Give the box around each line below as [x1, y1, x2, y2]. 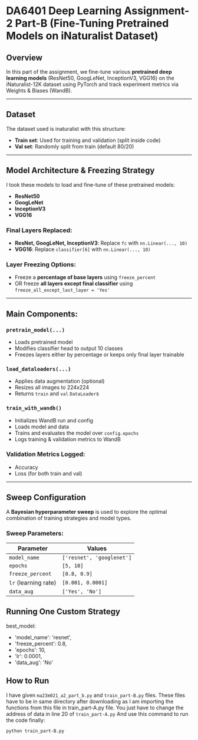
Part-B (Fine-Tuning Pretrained [15, 16, 169, 30]
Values [87, 544, 107, 552]
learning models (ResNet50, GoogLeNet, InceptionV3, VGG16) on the [6, 75, 175, 81]
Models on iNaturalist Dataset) [6, 29, 159, 42]
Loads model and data [14, 423, 70, 430]
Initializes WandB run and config [14, 417, 93, 424]
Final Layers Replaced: [6, 226, 72, 234]
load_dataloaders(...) [6, 365, 71, 372]
